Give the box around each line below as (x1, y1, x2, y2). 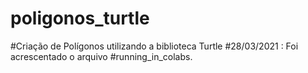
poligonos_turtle (10, 7, 150, 30)
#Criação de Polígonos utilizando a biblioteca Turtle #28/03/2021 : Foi (10, 40, 299, 52)
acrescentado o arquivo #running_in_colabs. (10, 50, 193, 62)
